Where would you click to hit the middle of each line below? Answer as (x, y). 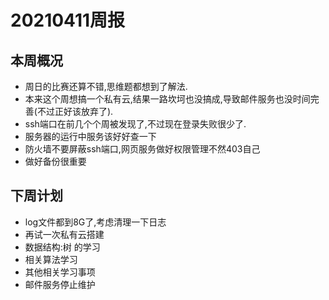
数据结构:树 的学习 (62, 247)
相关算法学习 (51, 259)
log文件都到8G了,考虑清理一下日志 (95, 222)
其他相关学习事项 (60, 272)
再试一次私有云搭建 (64, 234)
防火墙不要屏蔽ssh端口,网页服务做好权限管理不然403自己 (142, 149)
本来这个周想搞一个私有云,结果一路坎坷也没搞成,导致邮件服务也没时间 (167, 99)
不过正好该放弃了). (75, 111)
